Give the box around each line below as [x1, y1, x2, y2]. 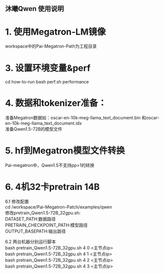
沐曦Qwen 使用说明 [5, 4, 64, 13]
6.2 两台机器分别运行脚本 [5, 239, 56, 245]
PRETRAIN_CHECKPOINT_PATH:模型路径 [5, 222, 88, 228]
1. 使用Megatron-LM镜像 [5, 26, 106, 37]
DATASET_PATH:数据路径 [5, 216, 56, 222]
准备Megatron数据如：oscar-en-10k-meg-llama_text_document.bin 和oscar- [5, 115, 160, 121]
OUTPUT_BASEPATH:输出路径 [5, 228, 66, 234]
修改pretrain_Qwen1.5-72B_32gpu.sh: [5, 210, 81, 216]
